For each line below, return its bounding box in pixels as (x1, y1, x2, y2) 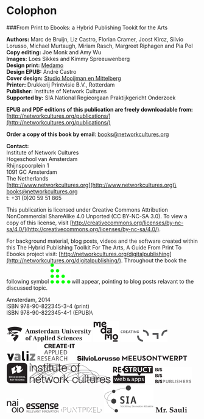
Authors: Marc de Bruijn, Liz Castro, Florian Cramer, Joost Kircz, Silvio (6, 35, 184, 43)
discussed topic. (6, 284, 47, 292)
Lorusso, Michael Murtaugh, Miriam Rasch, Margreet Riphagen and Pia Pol (6, 42, 193, 49)
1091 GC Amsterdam (6, 168, 58, 176)
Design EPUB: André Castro (6, 68, 77, 75)
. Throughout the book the (121, 257, 187, 264)
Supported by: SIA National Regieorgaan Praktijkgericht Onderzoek (6, 94, 176, 101)
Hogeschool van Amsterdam (6, 155, 78, 162)
